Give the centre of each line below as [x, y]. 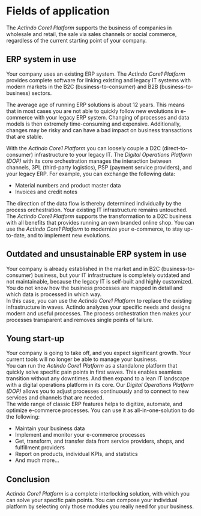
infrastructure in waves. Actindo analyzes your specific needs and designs [98, 307]
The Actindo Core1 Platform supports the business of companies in [89, 28]
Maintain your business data [50, 428]
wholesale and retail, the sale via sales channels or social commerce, [91, 34]
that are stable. [25, 136]
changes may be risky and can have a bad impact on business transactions [99, 130]
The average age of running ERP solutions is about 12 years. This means [95, 105]
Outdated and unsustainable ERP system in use [97, 254]
